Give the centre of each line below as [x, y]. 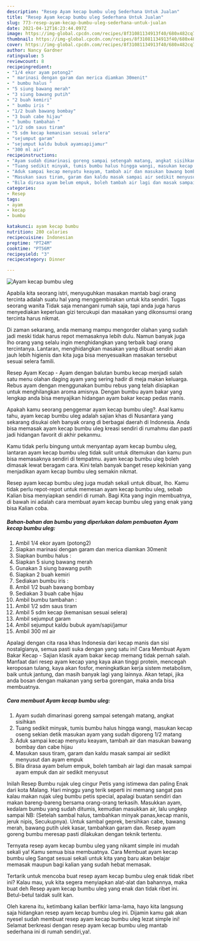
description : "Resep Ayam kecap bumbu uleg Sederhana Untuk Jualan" [93, 12]
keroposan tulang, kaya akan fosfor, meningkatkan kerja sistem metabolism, [99, 668]
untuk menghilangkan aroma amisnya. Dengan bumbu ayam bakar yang [95, 392]
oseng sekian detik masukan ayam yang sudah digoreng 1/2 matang [99, 735]
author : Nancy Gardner [35, 50]
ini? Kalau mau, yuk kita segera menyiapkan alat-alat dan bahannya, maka [97, 882]
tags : [13, 199]
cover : [15, 45]
